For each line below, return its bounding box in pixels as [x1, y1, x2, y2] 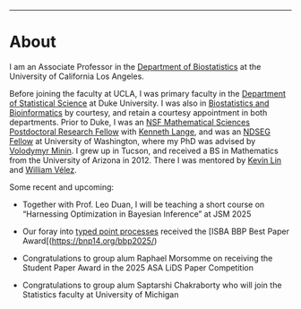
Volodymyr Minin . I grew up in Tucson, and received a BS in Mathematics [9, 145, 279, 156]
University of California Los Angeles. [9, 71, 145, 82]
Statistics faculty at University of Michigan [21, 288, 179, 300]
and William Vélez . [9, 164, 78, 175]
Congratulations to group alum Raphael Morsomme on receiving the [21, 253, 273, 263]
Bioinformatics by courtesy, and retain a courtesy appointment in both [9, 107, 268, 117]
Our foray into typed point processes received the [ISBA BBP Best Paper [21, 226, 289, 236]
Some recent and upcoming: [9, 181, 115, 193]
